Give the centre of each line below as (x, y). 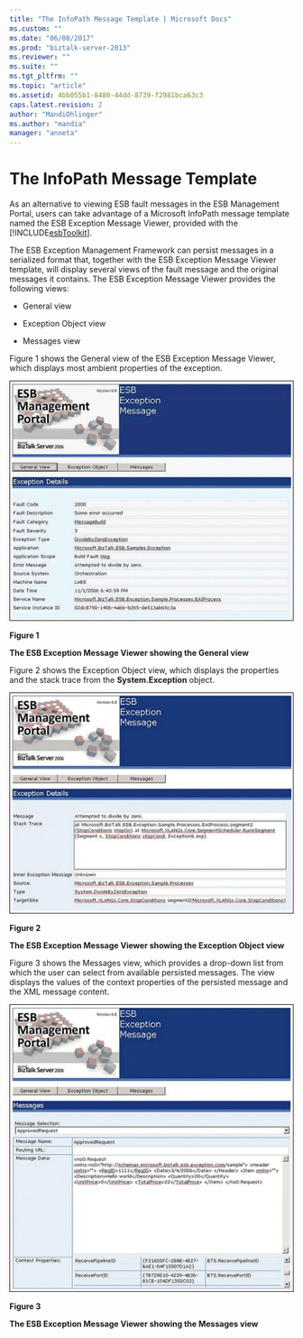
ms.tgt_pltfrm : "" (44, 77)
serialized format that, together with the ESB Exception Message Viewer (143, 260)
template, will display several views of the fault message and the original (144, 270)
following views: (39, 289)
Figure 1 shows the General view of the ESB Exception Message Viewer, (142, 359)
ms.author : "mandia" (48, 124)
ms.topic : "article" (48, 86)
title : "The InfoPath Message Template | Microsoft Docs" (120, 19)
